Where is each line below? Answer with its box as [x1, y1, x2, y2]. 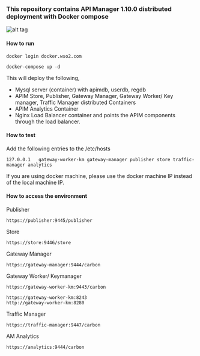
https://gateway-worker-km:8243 [6, 294, 87, 301]
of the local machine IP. [6, 179, 65, 186]
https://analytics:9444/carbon [6, 344, 85, 350]
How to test [6, 132, 36, 139]
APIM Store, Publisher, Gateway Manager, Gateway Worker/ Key [14, 92, 174, 99]
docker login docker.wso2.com [6, 53, 82, 59]
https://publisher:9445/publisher [6, 217, 93, 224]
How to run [6, 40, 35, 47]
